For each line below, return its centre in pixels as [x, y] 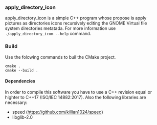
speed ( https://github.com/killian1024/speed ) [58, 112]
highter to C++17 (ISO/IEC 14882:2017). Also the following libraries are [76, 97]
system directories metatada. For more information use [60, 28]
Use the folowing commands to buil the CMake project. [60, 57]
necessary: [16, 102]
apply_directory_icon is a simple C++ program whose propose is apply [76, 18]
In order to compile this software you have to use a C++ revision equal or [78, 92]
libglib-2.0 [22, 117]
